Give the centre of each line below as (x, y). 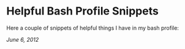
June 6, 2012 (23, 39)
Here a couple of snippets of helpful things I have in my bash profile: (93, 28)
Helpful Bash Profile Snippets (83, 11)
